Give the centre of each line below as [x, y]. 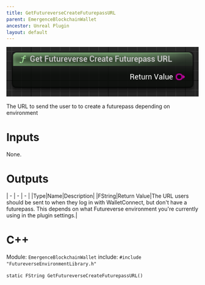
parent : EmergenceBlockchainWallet [52, 19]
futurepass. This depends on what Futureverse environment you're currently [102, 209]
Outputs [27, 179]
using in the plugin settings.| [42, 215]
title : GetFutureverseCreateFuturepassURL [61, 13]
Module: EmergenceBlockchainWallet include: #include [74, 257]
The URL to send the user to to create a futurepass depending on [88, 106]
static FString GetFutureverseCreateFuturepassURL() [75, 276]
